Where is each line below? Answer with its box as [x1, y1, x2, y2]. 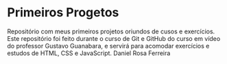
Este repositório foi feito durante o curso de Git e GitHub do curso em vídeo [7, 34, 221, 42]
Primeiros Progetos [7, 5, 119, 20]
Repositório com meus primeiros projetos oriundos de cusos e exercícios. [7, 27, 215, 35]
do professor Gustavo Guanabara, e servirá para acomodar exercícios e [7, 42, 210, 50]
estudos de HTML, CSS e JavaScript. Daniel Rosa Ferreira [7, 49, 171, 57]
